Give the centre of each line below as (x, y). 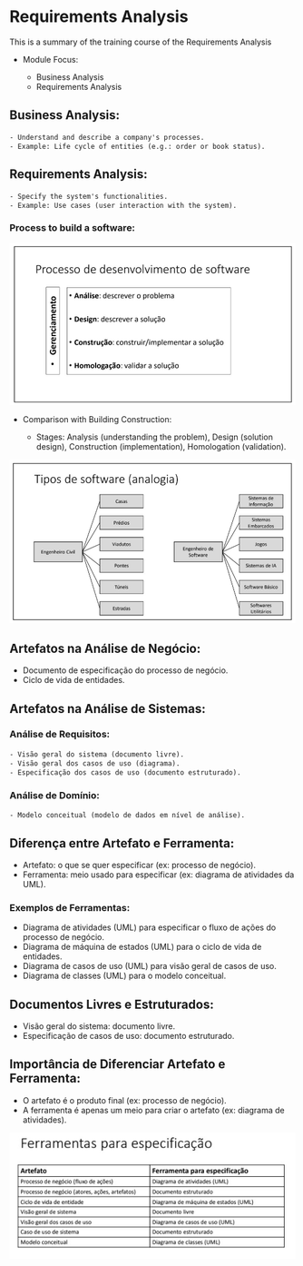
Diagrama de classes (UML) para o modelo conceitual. (124, 976)
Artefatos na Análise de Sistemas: (108, 709)
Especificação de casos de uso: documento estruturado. (128, 1036)
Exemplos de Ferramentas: (70, 907)
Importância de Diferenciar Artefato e (117, 1064)
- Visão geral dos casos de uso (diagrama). (95, 763)
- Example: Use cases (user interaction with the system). (123, 205)
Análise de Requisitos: (60, 735)
